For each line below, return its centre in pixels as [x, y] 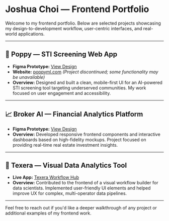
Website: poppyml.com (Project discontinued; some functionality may [85, 72]
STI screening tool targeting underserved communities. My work [79, 88]
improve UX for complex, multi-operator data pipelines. [70, 193]
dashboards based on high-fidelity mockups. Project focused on [79, 140]
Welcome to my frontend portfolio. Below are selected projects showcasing [83, 23]
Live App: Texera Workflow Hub [46, 177]
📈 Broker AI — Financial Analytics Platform [74, 114]
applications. [31, 34]
